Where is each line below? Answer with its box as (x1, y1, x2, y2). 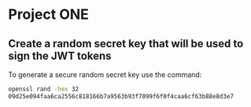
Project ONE (8, 6, 89, 24)
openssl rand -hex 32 (8, 85, 79, 93)
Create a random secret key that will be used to (8, 37, 244, 50)
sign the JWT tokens (8, 49, 112, 62)
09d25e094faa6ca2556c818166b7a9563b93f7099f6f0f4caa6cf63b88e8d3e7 (8, 92, 234, 100)
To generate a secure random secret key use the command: (8, 70, 202, 79)
